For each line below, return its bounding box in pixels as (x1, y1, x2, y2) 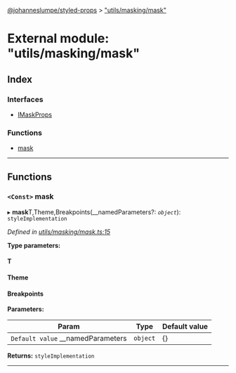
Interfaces (7, 94, 44, 104)
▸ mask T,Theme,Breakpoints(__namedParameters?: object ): (7, 207, 181, 216)
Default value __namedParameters (11, 334, 127, 343)
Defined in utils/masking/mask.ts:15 (7, 228, 111, 236)
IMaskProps (17, 110, 53, 119)
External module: (7, 31, 110, 46)
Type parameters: (7, 241, 61, 249)
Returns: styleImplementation (7, 351, 95, 360)
